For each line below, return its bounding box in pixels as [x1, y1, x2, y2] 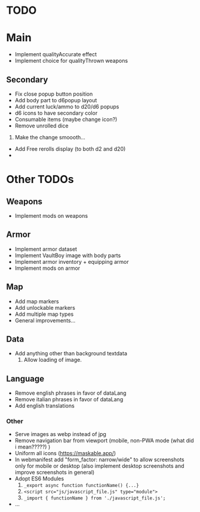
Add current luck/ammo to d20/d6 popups [14, 103, 119, 110]
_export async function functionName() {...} [23, 483, 139, 489]
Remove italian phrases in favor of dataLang [14, 396, 124, 403]
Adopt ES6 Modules [14, 475, 64, 482]
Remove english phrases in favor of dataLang [14, 389, 127, 397]
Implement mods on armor [14, 264, 81, 272]
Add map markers [14, 297, 59, 305]
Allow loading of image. [23, 356, 82, 364]
